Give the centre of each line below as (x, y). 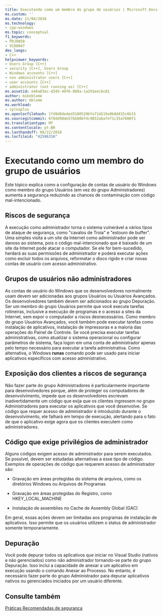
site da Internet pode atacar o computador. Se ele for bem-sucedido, (74, 248)
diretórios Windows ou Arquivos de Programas (59, 484)
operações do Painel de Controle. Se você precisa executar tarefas (72, 332)
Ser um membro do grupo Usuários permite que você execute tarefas (75, 306)
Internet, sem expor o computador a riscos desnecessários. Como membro (80, 317)
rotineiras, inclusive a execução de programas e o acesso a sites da (73, 311)
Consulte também (33, 596)
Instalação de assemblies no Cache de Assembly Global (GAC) (75, 508)
